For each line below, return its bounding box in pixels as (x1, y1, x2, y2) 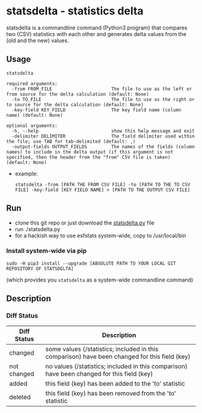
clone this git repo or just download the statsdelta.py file (14, 219, 155, 226)
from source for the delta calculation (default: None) (6, 91, 149, 97)
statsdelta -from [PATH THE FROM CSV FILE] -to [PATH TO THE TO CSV (14, 181, 191, 187)
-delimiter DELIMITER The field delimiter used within (11, 133, 195, 139)
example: (14, 170, 38, 177)
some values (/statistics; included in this (45, 345, 159, 353)
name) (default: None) (6, 112, 63, 118)
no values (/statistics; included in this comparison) (45, 362, 188, 370)
